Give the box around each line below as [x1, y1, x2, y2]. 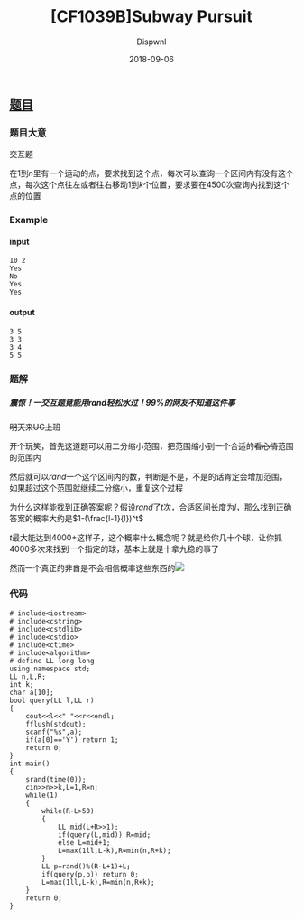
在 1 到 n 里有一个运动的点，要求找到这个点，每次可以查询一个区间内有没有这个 [9, 168, 294, 179]
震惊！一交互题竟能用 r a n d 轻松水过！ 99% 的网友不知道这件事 [9, 398, 236, 408]
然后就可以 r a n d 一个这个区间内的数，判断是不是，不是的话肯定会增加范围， [9, 472, 288, 483]
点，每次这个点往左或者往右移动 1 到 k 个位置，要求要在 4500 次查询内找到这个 [9, 179, 290, 191]
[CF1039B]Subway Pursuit [50, 6, 252, 27]
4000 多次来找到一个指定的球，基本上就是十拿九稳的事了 [9, 544, 219, 555]
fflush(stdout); [25, 719, 87, 728]
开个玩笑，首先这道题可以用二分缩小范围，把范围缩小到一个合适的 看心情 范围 [9, 441, 294, 452]
